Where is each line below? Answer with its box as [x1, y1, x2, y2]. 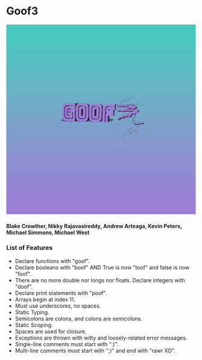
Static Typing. [14, 308, 50, 315]
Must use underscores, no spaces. [14, 302, 101, 309]
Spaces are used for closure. [14, 327, 87, 335]
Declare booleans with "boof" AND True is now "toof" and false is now [14, 264, 190, 271]
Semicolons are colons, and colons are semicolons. [14, 315, 142, 322]
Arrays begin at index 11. [14, 296, 76, 303]
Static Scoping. [14, 321, 53, 329]
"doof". [14, 283, 33, 290]
